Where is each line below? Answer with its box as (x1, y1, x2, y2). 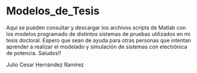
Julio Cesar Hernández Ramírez (6, 61, 85, 68)
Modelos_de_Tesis (6, 4, 100, 18)
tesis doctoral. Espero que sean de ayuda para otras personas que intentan (6, 36, 192, 44)
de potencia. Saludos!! (6, 49, 61, 56)
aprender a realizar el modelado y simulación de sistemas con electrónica (6, 43, 187, 50)
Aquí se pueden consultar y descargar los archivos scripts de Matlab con (6, 24, 186, 31)
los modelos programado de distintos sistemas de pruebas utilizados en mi (6, 30, 190, 37)
